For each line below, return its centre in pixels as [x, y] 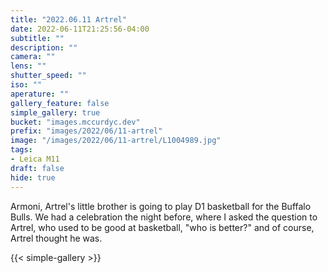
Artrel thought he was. [56, 238]
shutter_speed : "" [48, 76]
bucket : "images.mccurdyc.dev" [75, 122]
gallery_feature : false [60, 103]
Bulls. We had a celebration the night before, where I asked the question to [164, 217]
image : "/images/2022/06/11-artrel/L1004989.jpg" [116, 141]
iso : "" [26, 85]
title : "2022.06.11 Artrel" [69, 19]
